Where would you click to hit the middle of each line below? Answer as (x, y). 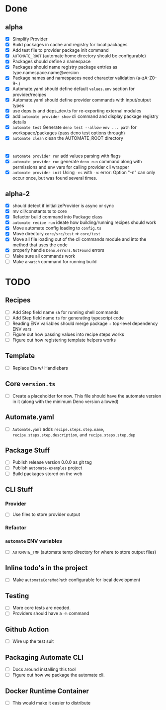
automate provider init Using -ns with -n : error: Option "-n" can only (84, 173)
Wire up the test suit (33, 641)
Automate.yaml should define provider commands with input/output (82, 100)
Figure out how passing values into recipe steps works (68, 334)
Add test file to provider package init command (60, 50)
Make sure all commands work (44, 256)
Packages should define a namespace (51, 61)
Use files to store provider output (46, 514)
